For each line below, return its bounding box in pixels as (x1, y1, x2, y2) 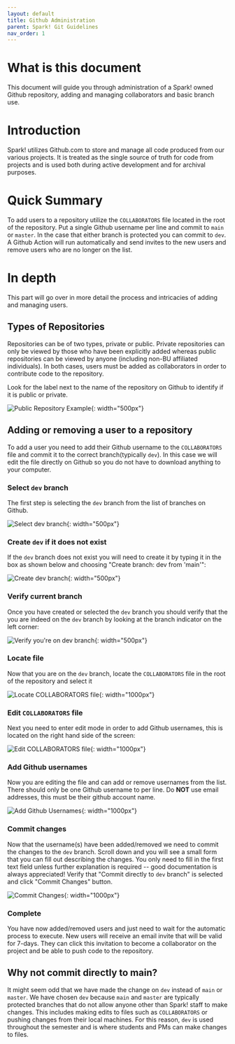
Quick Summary (7, 193, 103, 209)
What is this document (7, 60, 141, 76)
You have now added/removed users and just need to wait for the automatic (7, 924, 226, 933)
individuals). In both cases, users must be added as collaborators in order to (7, 362, 227, 370)
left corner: (7, 622, 40, 631)
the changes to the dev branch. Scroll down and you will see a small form (7, 847, 218, 856)
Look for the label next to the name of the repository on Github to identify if (7, 383, 224, 391)
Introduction (7, 123, 81, 139)
